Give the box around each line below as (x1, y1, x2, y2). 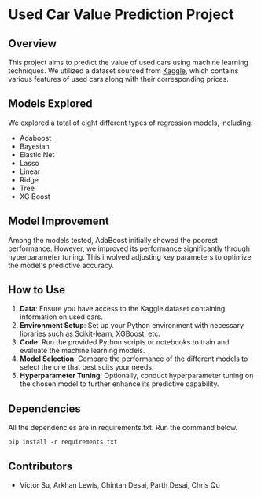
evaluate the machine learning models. (19, 346, 145, 355)
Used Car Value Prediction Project (8, 6, 234, 24)
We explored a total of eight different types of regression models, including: (8, 118, 253, 127)
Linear (19, 167, 41, 176)
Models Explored (8, 97, 93, 111)
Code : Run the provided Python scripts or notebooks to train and (19, 337, 230, 347)
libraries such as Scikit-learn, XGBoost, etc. (19, 329, 161, 339)
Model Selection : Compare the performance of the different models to (19, 354, 248, 363)
